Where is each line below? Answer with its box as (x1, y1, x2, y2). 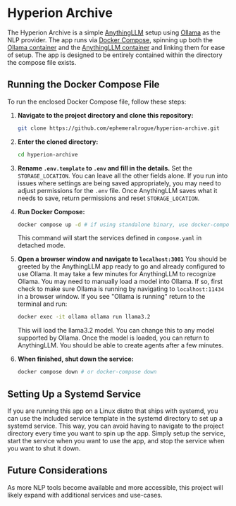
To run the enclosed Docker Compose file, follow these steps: (7, 97, 187, 106)
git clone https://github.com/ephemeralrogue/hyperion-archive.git (17, 125, 220, 132)
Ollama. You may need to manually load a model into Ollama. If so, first (17, 277, 223, 286)
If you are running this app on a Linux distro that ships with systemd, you (7, 407, 218, 415)
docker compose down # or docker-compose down (17, 369, 157, 376)
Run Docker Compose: (17, 207, 85, 216)
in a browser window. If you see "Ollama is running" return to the (17, 292, 206, 301)
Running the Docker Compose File (7, 79, 160, 91)
